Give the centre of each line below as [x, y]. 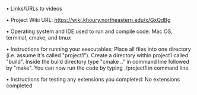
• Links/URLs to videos [34, 9]
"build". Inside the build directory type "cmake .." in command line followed [98, 62]
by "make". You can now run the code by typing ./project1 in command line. [98, 68]
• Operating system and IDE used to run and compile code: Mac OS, [90, 31]
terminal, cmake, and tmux [39, 37]
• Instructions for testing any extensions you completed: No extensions [93, 79]
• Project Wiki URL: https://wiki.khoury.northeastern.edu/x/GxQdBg [88, 20]
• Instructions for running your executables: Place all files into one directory [99, 49]
